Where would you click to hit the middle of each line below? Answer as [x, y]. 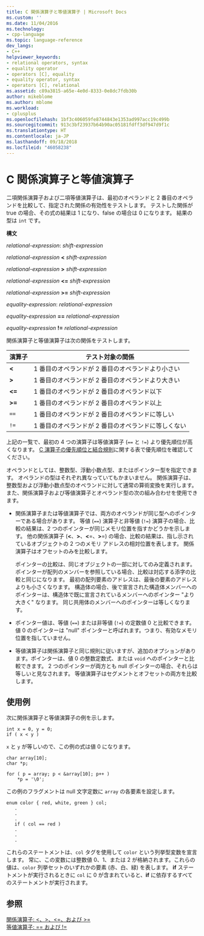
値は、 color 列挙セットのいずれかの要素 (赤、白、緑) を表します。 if [91, 867]
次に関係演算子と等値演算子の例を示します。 [62, 718]
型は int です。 [25, 220]
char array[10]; [27, 758]
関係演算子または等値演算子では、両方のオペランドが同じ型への [95, 513]
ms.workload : [23, 108]
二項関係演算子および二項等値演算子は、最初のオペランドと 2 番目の [92, 198]
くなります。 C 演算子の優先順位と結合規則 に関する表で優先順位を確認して [100, 449]
